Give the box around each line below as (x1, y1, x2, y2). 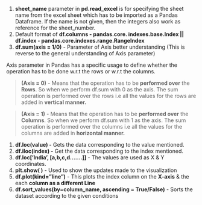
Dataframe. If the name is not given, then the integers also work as (14, 18, 181, 25)
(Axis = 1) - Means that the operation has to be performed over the (21, 111, 189, 117)
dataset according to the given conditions (14, 192, 119, 199)
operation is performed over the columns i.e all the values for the (21, 123, 183, 130)
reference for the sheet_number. (14, 24, 96, 31)
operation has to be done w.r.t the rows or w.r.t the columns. (6, 68, 156, 75)
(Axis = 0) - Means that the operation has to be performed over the (21, 79, 190, 87)
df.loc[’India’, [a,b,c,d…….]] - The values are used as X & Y (14, 154, 165, 161)
